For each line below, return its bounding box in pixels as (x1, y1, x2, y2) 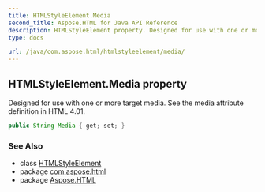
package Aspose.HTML (19, 175, 97, 185)
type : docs (8, 33, 44, 42)
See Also (8, 140, 43, 151)
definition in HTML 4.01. (8, 106, 85, 115)
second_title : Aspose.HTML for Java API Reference (8, 19, 178, 27)
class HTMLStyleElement (19, 159, 102, 168)
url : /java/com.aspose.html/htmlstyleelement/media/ (8, 48, 185, 56)
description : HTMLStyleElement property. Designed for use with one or (8, 26, 248, 34)
